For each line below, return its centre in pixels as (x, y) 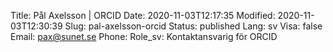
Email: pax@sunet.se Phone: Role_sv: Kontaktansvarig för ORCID (144, 36)
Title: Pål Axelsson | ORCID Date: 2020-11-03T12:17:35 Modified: (143, 15)
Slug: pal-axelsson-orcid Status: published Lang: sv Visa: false (193, 26)
